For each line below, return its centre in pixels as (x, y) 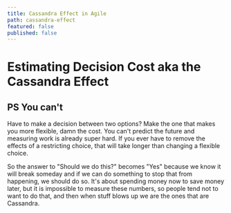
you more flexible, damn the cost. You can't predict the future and (101, 131)
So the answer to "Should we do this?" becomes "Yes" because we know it (114, 167)
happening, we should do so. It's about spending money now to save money (116, 181)
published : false (32, 33)
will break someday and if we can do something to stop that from (100, 174)
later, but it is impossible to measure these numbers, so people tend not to (113, 189)
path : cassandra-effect (41, 20)
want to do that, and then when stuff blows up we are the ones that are (108, 196)
